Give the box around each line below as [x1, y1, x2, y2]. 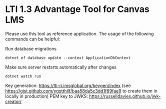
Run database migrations [5, 45, 56, 51]
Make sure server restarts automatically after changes [5, 64, 116, 70]
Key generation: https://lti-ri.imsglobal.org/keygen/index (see [5, 82, 131, 88]
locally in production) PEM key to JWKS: [5, 93, 88, 99]
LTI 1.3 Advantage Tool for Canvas [5, 3, 150, 15]
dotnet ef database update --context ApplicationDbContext [5, 55, 131, 60]
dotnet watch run [5, 73, 41, 78]
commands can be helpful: [5, 36, 60, 42]
